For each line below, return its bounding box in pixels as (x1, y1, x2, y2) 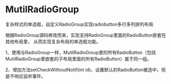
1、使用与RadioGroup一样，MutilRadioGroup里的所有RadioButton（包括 (5, 49, 156, 55)
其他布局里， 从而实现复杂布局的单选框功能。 (5, 38, 101, 45)
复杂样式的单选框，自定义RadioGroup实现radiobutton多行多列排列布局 (5, 21, 154, 27)
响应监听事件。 (14, 73, 46, 79)
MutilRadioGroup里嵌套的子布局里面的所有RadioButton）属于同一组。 (5, 55, 152, 62)
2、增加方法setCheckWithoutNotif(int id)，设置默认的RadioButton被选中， (5, 67, 162, 73)
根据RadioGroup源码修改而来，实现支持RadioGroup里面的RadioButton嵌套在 (5, 32, 166, 38)
